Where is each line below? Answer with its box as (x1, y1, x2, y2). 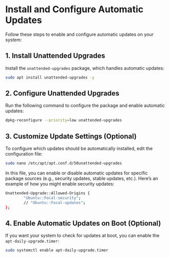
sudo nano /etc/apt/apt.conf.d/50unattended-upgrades (5, 161, 123, 166)
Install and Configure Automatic (5, 4, 144, 15)
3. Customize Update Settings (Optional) (5, 132, 137, 141)
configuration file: (5, 151, 42, 157)
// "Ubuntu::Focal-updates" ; (23, 200, 86, 205)
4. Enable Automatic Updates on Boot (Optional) (5, 219, 161, 227)
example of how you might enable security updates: (5, 181, 115, 187)
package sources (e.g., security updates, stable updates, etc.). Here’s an (5, 175, 158, 182)
